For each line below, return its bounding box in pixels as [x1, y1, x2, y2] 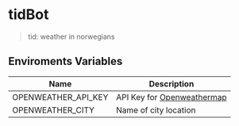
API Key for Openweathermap [116, 91, 228, 102]
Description [148, 78, 195, 89]
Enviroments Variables [8, 55, 123, 68]
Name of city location [116, 105, 196, 116]
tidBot [8, 6, 49, 24]
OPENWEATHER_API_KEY [12, 91, 109, 102]
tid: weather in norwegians [27, 32, 115, 41]
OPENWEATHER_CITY [12, 105, 95, 116]
